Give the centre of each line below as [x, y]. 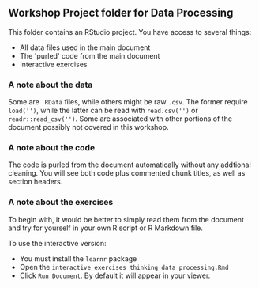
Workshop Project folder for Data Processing [121, 13]
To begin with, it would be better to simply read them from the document [126, 219]
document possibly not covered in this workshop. [88, 127]
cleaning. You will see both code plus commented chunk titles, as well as [127, 173]
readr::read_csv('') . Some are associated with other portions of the [120, 119]
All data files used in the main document [85, 47]
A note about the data [51, 85]
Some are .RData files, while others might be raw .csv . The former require [128, 102]
